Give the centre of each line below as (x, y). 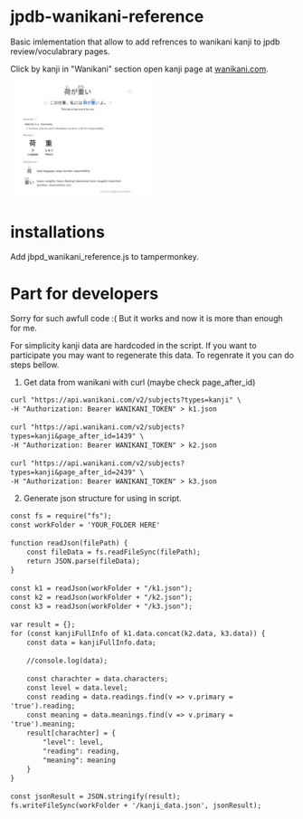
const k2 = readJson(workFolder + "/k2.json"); (102, 598)
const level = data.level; (77, 688)
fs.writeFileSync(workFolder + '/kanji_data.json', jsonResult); (136, 806)
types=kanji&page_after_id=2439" (73, 472)
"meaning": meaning (80, 761)
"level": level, (73, 743)
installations (57, 232)
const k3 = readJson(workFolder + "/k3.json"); (102, 607)
